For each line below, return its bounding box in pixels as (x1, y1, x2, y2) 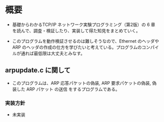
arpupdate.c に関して (5, 66, 71, 74)
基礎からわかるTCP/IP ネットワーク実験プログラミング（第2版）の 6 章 (12, 22, 156, 27)
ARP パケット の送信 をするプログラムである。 (26, 86, 120, 92)
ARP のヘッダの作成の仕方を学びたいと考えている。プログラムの (12, 44, 142, 50)
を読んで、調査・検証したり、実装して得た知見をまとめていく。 (12, 27, 141, 33)
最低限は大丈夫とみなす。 (33, 50, 85, 56)
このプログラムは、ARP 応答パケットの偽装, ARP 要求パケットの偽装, (12, 80, 151, 86)
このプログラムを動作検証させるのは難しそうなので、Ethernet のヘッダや (12, 38, 159, 44)
